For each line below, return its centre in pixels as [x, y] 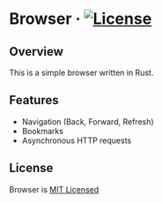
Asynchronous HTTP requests [77, 140]
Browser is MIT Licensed [54, 189]
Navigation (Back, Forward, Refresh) [88, 121]
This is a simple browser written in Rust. [81, 72]
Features [34, 100]
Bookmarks [43, 131]
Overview [37, 52]
